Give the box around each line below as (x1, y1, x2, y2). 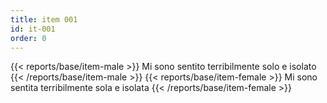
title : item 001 (10, 14, 78, 25)
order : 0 (10, 33, 47, 43)
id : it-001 (10, 24, 56, 34)
